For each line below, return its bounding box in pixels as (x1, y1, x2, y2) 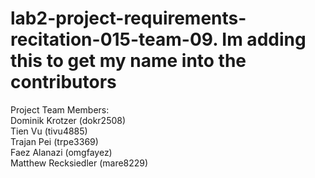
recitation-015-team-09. (10, 28, 218, 51)
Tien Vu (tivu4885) (10, 125, 88, 137)
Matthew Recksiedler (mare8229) (10, 157, 149, 169)
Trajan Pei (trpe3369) (10, 135, 99, 147)
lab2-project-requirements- (10, 7, 247, 30)
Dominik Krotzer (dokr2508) (10, 114, 127, 126)
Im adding (221, 28, 307, 51)
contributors (10, 71, 117, 94)
